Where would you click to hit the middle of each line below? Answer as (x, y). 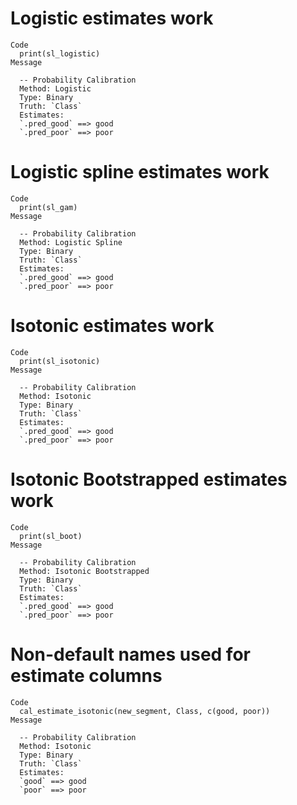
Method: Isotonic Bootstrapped (84, 571)
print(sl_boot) (51, 536)
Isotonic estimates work (112, 326)
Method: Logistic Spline (71, 242)
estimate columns (86, 675)
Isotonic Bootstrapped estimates (149, 479)
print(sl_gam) (48, 207)
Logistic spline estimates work (140, 172)
